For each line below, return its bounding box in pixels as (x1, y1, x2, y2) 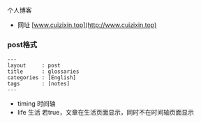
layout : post (7, 62, 61, 69)
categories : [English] (7, 74, 77, 81)
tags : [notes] (7, 81, 70, 88)
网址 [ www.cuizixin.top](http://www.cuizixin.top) (17, 21, 157, 29)
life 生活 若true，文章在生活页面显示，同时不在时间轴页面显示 (17, 108, 194, 117)
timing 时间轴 (17, 99, 56, 108)
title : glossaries (7, 68, 80, 75)
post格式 (7, 40, 38, 49)
